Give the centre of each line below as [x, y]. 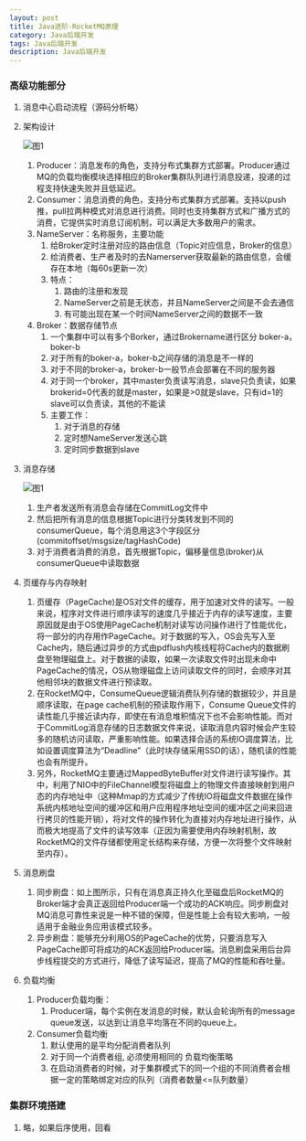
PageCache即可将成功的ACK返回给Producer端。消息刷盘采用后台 [160, 949]
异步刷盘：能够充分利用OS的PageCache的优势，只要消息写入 [152, 938]
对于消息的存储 [92, 427]
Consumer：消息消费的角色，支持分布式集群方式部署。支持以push [161, 200]
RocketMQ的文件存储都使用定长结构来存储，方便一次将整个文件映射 [164, 842]
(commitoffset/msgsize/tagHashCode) [108, 541]
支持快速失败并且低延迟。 [93, 188]
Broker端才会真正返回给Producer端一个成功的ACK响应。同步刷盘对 [163, 904]
